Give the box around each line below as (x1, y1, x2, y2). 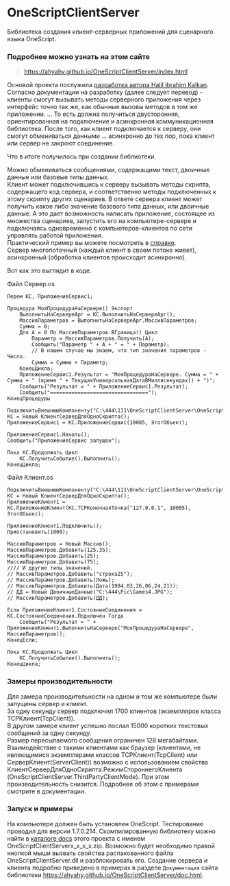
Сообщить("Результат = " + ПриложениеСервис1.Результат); (19, 383, 188, 390)
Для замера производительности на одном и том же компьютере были (7, 692, 218, 701)
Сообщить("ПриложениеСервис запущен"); (7, 437, 121, 444)
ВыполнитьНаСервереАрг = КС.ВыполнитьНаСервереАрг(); (19, 311, 176, 318)
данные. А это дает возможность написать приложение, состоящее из (7, 209, 216, 218)
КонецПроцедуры (7, 395, 51, 402)
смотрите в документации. (7, 787, 86, 795)
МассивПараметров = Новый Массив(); (7, 541, 112, 548)
